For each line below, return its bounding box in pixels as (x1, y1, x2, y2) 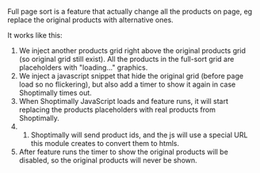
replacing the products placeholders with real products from (18, 105, 216, 114)
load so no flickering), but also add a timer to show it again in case (18, 79, 236, 89)
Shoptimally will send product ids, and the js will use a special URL (30, 130, 248, 140)
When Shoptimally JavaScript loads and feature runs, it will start (18, 97, 229, 106)
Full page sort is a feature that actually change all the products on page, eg (7, 7, 253, 16)
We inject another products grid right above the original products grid (18, 46, 247, 55)
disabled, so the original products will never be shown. (18, 156, 197, 165)
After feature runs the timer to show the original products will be (18, 147, 229, 156)
